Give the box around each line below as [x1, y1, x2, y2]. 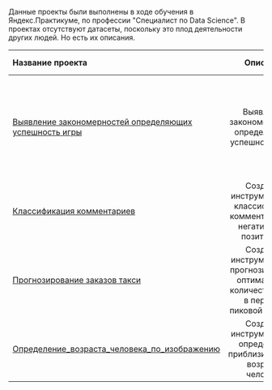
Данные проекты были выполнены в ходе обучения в [8, 7, 194, 16]
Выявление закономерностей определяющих [12, 117, 193, 127]
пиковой [229, 305, 263, 315]
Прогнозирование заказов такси [12, 275, 142, 285]
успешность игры [12, 126, 83, 137]
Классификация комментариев [12, 206, 136, 216]
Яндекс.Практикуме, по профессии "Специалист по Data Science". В [8, 15, 245, 25]
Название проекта [12, 57, 87, 68]
